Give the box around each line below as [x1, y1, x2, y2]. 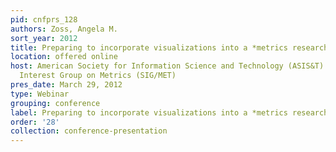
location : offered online [10, 52, 118, 62]
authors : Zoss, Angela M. [10, 24, 118, 34]
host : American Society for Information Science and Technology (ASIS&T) [10, 61, 325, 71]
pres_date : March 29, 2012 [10, 80, 123, 90]
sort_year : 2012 [10, 33, 78, 43]
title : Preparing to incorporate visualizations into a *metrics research [10, 42, 329, 53]
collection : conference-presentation [10, 126, 168, 136]
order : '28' [10, 117, 60, 127]
